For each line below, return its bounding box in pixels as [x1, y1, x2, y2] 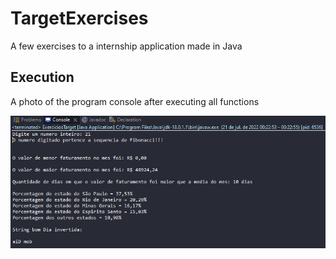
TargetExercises [10, 7, 149, 30]
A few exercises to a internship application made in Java [10, 40, 243, 52]
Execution [10, 69, 75, 86]
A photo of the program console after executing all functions [10, 95, 260, 107]
